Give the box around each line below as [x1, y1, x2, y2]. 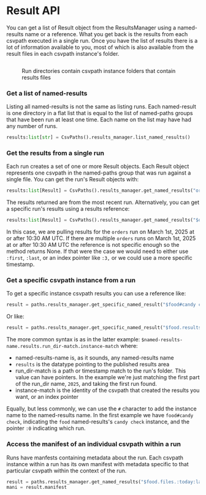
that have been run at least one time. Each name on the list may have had [6, 116, 192, 123]
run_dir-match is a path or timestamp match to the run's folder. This [15, 367, 186, 374]
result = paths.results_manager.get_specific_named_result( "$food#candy [6, 301, 196, 308]
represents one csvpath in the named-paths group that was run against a [6, 169, 191, 176]
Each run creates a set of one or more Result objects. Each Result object [6, 163, 189, 170]
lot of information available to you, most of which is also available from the [6, 43, 194, 51]
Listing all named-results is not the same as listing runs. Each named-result [6, 103, 196, 110]
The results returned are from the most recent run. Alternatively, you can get [6, 198, 200, 206]
